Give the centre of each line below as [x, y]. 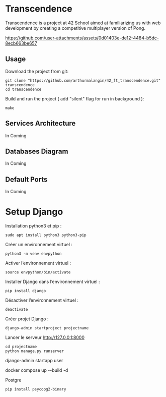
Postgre [13, 380]
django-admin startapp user [34, 361]
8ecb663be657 [21, 43]
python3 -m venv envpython [33, 254]
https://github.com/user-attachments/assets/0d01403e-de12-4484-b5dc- [82, 38]
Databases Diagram [37, 151]
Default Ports [26, 179]
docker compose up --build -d [37, 370]
